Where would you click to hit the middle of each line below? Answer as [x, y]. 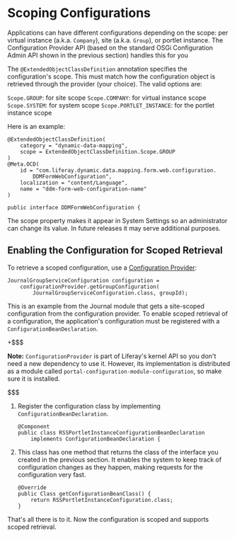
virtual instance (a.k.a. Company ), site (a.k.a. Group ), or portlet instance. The [115, 40]
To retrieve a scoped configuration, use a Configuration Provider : [102, 268]
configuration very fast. [52, 474]
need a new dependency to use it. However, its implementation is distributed [119, 363]
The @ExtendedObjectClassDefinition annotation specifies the [97, 69]
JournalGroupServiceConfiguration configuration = [83, 280]
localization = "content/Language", [74, 183]
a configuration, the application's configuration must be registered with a [114, 321]
